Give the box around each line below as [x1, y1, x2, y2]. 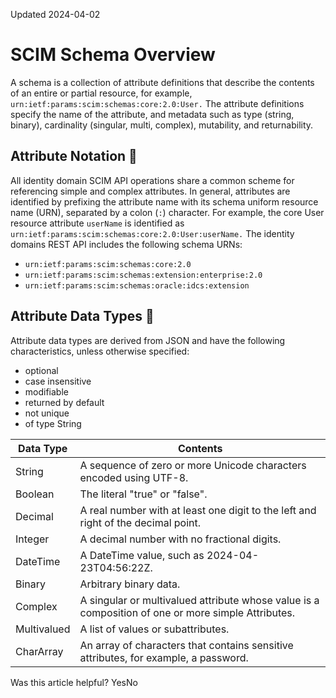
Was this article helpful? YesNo [10, 676, 138, 688]
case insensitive [24, 375, 92, 387]
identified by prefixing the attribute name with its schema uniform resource [10, 195, 319, 208]
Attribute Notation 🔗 [10, 148, 138, 165]
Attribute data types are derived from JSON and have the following [10, 334, 286, 346]
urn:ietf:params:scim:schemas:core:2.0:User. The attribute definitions [10, 97, 305, 109]
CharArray [15, 644, 64, 658]
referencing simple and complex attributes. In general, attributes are [10, 185, 291, 197]
